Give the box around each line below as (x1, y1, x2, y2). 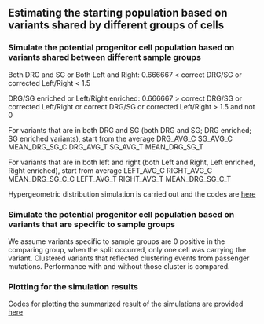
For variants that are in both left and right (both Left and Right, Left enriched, (8, 157, 256, 167)
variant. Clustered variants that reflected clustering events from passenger (8, 253, 250, 263)
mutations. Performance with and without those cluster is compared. (8, 261, 230, 271)
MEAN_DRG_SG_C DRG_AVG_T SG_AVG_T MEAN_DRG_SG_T (8, 142, 204, 152)
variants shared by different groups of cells (8, 19, 225, 32)
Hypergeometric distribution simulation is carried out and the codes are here (8, 189, 256, 199)
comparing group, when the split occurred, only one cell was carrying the (8, 245, 247, 254)
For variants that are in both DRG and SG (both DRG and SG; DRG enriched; (8, 125, 252, 134)
